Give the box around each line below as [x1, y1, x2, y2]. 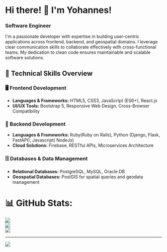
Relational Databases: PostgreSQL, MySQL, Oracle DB [12, 168, 125, 174]
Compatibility [12, 108, 40, 114]
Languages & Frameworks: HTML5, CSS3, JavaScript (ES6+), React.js [12, 98, 158, 104]
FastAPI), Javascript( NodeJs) [12, 137, 74, 143]
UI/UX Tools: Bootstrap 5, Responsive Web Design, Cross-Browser [12, 103, 150, 109]
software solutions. [5, 55, 45, 61]
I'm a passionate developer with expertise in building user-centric [5, 33, 140, 39]
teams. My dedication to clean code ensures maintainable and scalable [5, 49, 151, 55]
